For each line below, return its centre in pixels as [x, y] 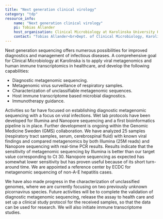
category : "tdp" [21, 14]
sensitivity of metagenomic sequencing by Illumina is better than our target [80, 151]
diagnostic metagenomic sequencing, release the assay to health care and [80, 197]
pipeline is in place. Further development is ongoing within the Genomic [77, 125]
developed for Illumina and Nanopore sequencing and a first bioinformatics [80, 120]
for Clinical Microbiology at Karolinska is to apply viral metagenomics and [78, 61]
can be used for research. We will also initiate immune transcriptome [73, 207]
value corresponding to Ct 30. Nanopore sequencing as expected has [75, 156]
